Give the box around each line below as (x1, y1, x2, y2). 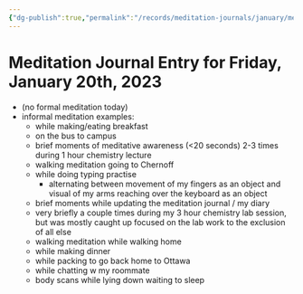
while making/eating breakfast (34, 120, 148, 131)
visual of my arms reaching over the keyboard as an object (48, 187, 268, 199)
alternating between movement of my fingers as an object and (48, 178, 281, 189)
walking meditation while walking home (34, 236, 182, 247)
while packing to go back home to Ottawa (34, 255, 191, 266)
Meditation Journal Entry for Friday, (8, 52, 282, 72)
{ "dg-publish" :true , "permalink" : (8, 13, 135, 23)
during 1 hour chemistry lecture (34, 149, 152, 160)
